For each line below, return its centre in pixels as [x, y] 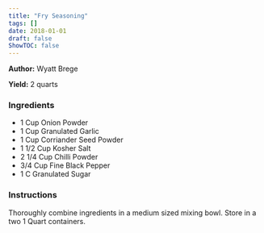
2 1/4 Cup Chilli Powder [59, 157]
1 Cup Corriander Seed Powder [71, 140]
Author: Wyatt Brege [43, 69]
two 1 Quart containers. [47, 221]
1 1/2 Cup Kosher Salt [55, 148]
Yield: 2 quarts [33, 85]
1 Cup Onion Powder [54, 123]
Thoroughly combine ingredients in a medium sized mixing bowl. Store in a [132, 212]
